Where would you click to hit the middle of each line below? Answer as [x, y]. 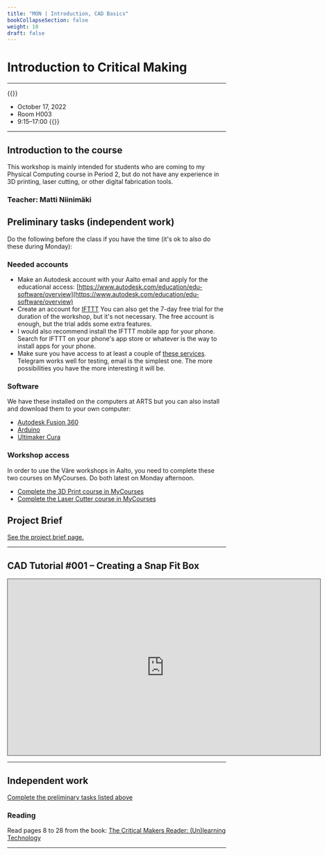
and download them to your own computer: [69, 409]
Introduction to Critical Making [97, 68]
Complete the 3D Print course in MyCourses [81, 491]
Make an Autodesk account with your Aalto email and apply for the [112, 280]
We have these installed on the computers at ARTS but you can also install [114, 402]
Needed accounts [38, 264]
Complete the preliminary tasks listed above [70, 797]
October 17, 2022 [42, 107]
